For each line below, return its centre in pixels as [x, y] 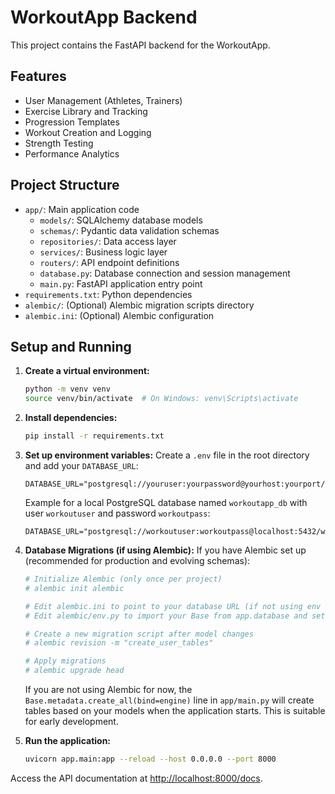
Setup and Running [71, 346]
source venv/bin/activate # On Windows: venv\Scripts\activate [161, 399]
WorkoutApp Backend [104, 17]
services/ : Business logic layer [103, 252]
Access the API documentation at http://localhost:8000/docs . [136, 778]
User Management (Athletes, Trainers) [103, 100]
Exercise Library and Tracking [86, 111]
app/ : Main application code [82, 209]
